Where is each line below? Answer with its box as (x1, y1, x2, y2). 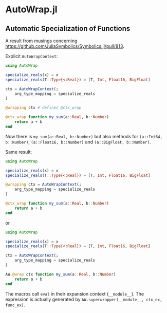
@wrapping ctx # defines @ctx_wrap (5, 105, 82, 111)
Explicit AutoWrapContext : (5, 53, 58, 59)
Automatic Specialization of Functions (5, 24, 131, 33)
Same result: (5, 149, 32, 155)
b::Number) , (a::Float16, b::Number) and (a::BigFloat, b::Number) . (5, 139, 151, 145)
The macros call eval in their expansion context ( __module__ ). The (5, 290, 144, 297)
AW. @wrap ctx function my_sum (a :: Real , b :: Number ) (5, 271, 116, 277)
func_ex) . (5, 302, 26, 308)
